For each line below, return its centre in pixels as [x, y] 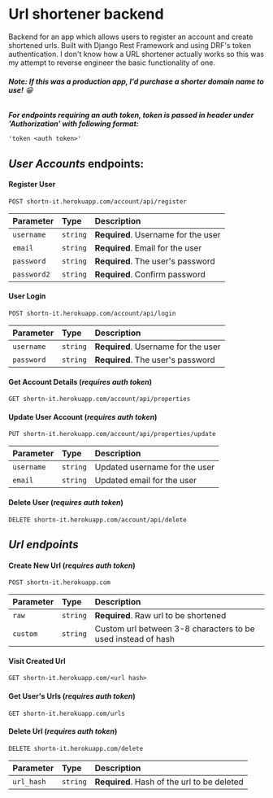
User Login [27, 296]
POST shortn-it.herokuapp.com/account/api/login [92, 313]
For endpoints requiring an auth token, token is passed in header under [131, 116]
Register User [32, 185]
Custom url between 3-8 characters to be [175, 629]
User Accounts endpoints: [76, 164]
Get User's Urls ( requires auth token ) [72, 696]
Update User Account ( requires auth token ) [83, 416]
